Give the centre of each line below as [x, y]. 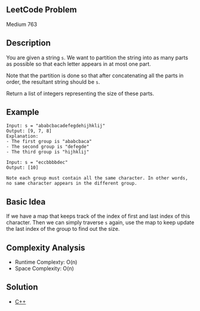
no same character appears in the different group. [72, 184]
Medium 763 [22, 24]
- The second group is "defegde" [48, 147]
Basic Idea [26, 202]
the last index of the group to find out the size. [63, 229]
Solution [22, 287]
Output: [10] [22, 168]
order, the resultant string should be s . [53, 82]
